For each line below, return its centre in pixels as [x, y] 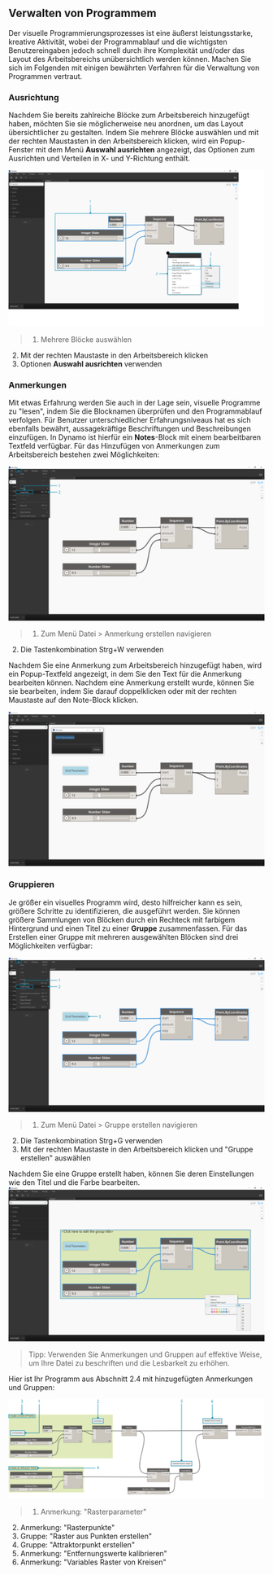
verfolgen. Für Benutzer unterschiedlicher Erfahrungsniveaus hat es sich [130, 420]
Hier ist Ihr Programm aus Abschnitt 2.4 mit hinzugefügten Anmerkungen [131, 1379]
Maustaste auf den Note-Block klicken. [74, 700]
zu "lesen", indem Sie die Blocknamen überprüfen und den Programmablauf [135, 411]
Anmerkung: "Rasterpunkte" [67, 1527]
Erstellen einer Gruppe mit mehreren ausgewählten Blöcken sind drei [123, 937]
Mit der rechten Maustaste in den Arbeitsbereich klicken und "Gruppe [136, 1149]
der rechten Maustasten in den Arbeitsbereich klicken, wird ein [113, 141]
